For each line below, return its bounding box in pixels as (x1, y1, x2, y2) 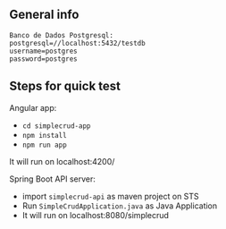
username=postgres (9, 47, 78, 55)
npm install (21, 131, 67, 140)
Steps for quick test (9, 79, 121, 94)
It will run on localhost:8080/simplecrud (21, 209, 170, 220)
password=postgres (9, 54, 78, 64)
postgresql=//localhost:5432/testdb (9, 38, 146, 47)
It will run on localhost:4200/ (9, 156, 115, 166)
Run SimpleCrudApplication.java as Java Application (21, 200, 218, 211)
